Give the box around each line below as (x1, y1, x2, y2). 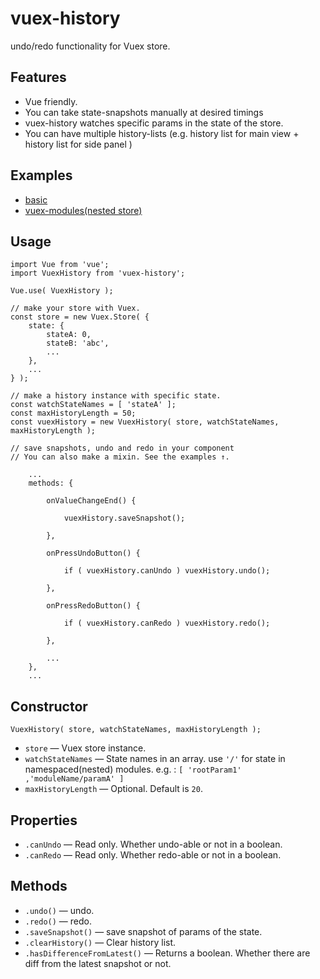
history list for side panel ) (24, 138, 133, 150)
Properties (10, 812, 78, 829)
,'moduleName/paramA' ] (24, 774, 125, 784)
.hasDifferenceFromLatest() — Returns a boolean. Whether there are (24, 947, 311, 959)
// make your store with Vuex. (10, 303, 141, 314)
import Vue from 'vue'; (10, 260, 110, 270)
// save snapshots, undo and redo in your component (10, 443, 235, 454)
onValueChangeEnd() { (46, 496, 137, 506)
